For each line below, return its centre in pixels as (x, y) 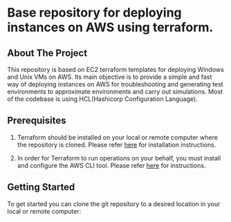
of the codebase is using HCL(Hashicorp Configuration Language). (103, 99)
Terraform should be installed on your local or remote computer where (117, 137)
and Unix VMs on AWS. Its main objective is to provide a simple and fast (110, 77)
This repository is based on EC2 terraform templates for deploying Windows (116, 70)
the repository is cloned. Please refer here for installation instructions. (117, 145)
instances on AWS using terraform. (110, 27)
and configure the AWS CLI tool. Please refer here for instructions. (111, 165)
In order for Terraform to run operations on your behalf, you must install (119, 158)
